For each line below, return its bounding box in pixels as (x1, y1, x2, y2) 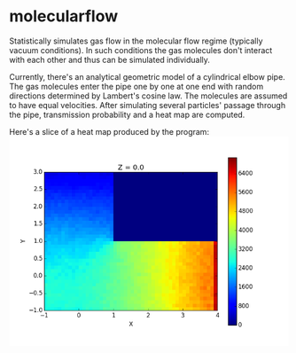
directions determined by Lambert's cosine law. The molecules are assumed (9, 90, 288, 101)
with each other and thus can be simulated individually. (9, 54, 211, 65)
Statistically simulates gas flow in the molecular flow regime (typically (9, 35, 263, 46)
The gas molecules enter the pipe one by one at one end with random (9, 81, 264, 91)
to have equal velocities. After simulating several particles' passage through (9, 99, 286, 110)
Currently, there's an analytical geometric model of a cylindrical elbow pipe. (9, 71, 285, 82)
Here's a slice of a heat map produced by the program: (9, 126, 210, 137)
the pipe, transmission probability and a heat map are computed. (9, 109, 245, 120)
